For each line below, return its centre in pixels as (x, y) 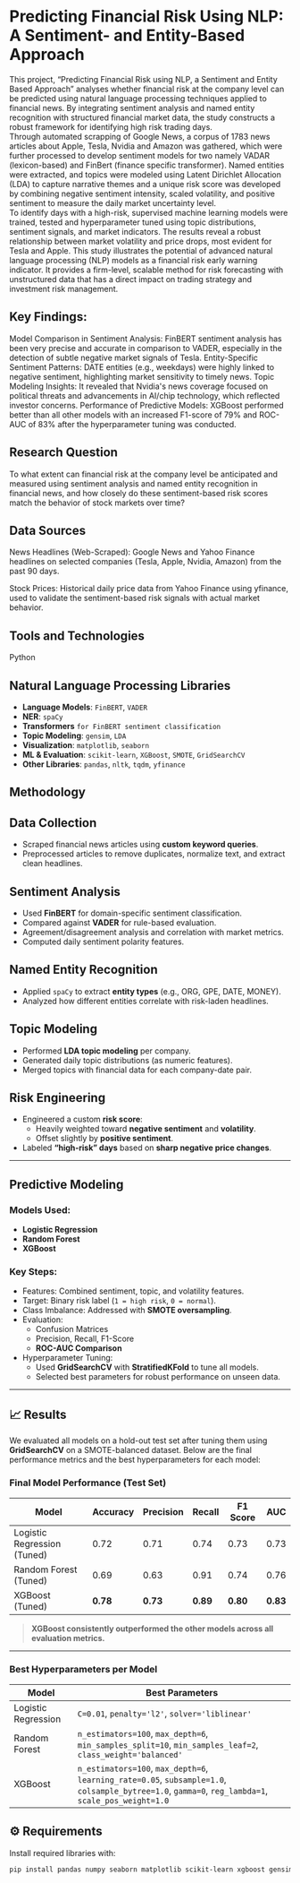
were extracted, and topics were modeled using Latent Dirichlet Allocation (145, 174)
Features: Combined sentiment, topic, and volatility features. (133, 1291)
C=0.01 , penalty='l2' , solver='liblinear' (165, 1713)
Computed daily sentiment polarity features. (103, 941)
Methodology (48, 792)
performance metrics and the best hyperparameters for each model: (135, 1460)
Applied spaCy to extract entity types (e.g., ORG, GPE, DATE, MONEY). (151, 991)
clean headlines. (52, 864)
